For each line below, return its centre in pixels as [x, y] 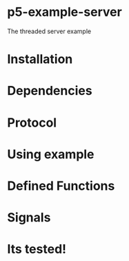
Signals [29, 218]
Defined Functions [61, 186]
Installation [40, 59]
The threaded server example [49, 31]
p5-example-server [64, 12]
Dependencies [50, 91]
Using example [51, 154]
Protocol [32, 123]
